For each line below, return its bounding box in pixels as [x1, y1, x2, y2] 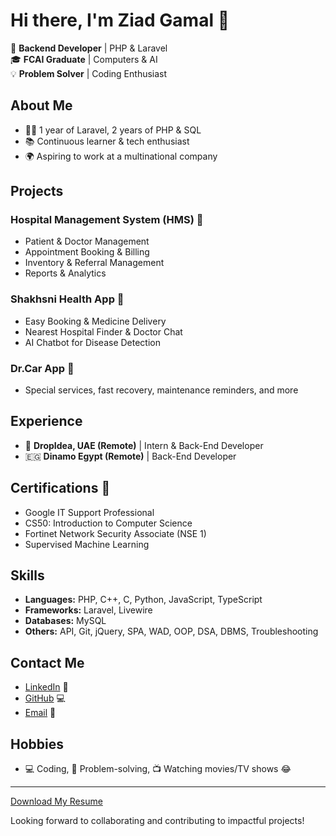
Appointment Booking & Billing [24, 246, 150, 258]
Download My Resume [10, 795, 103, 808]
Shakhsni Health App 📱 [10, 292, 125, 306]
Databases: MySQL [24, 615, 107, 627]
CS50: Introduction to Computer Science [24, 517, 193, 529]
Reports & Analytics [24, 267, 107, 279]
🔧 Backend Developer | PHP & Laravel [10, 42, 168, 54]
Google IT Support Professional [24, 506, 155, 518]
